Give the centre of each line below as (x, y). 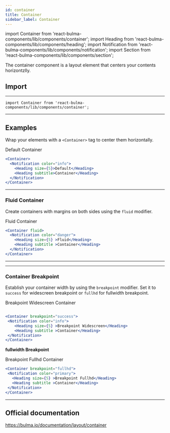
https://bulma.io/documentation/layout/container (56, 425)
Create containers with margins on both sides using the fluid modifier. (79, 211)
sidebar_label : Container (32, 19)
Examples (21, 128)
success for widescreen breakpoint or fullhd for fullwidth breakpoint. (77, 293)
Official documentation (42, 413)
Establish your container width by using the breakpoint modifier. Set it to (80, 287)
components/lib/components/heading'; (46, 45)
